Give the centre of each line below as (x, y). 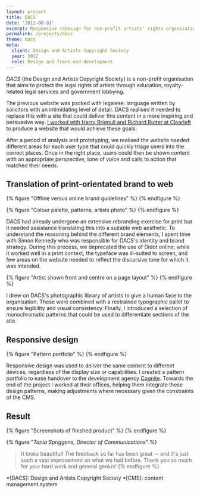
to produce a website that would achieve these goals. (72, 128)
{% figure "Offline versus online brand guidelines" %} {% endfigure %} (93, 198)
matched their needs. (32, 165)
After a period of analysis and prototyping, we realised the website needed (98, 140)
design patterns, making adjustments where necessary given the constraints (100, 391)
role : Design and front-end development (62, 62)
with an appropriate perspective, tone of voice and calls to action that (91, 159)
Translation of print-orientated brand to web (90, 184)
